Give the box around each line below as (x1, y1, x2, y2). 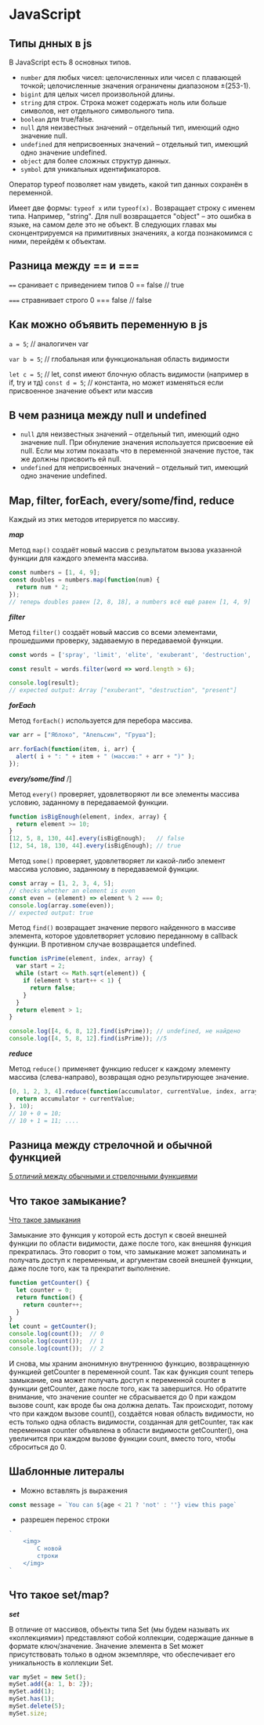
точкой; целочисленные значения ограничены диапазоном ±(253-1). (20, 81, 251, 90)
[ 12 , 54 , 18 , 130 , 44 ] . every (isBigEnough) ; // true (9, 842, 182, 850)
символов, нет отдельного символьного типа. (20, 106, 175, 115)
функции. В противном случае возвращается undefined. (9, 939, 197, 949)
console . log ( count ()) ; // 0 (9, 1330, 104, 1338)
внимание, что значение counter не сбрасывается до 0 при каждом (9, 1391, 237, 1402)
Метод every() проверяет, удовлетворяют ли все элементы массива (9, 789, 240, 798)
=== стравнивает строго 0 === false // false (9, 295, 152, 305)
